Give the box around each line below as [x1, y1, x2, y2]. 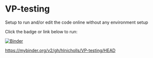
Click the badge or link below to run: [5, 29, 78, 34]
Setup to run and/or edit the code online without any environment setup [5, 19, 148, 25]
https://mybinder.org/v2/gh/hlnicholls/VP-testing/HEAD [5, 47, 116, 53]
